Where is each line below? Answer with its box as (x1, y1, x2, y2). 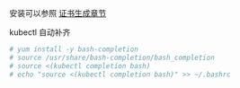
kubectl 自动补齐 (9, 27, 71, 38)
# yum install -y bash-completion (9, 45, 139, 54)
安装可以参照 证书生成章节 (9, 8, 106, 18)
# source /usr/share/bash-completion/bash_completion (9, 53, 216, 62)
